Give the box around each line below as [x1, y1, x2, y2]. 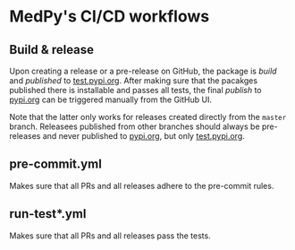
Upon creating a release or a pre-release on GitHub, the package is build [9, 65, 277, 76]
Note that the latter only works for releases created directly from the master [9, 112, 287, 122]
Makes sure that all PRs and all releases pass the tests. [9, 230, 212, 241]
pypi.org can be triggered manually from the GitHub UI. [9, 94, 213, 105]
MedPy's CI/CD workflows [9, 6, 210, 27]
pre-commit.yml [9, 157, 103, 172]
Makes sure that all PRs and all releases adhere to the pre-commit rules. [9, 180, 274, 191]
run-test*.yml [9, 206, 87, 221]
